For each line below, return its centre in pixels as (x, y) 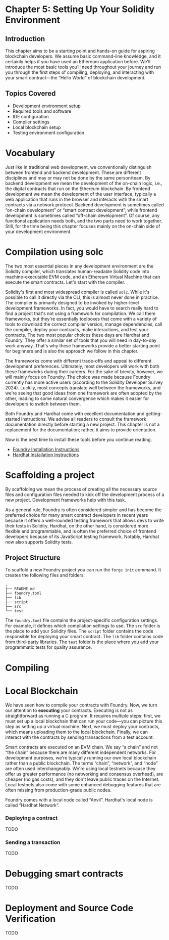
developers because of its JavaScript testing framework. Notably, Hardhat (82, 536)
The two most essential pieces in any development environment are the (79, 266)
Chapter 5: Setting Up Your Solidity (80, 9)
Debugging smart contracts (64, 874)
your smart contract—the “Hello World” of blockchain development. (75, 78)
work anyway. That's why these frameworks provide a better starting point (83, 345)
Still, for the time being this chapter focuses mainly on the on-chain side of (83, 226)
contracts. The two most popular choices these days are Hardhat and (77, 335)
